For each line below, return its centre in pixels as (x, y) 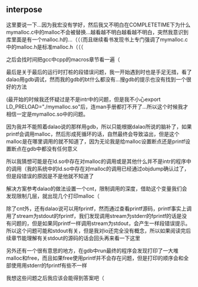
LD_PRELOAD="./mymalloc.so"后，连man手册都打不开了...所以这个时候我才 (97, 106)
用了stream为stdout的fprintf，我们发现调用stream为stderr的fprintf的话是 (94, 216)
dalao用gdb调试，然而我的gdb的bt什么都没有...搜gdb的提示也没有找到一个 (96, 79)
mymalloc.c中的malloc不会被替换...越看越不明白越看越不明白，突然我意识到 (97, 32)
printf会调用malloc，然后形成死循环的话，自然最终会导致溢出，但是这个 (93, 134)
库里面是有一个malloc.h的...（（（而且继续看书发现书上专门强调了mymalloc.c (97, 39)
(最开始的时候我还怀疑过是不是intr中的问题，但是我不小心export (83, 99)
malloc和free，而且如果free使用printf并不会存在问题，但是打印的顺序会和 (95, 258)
